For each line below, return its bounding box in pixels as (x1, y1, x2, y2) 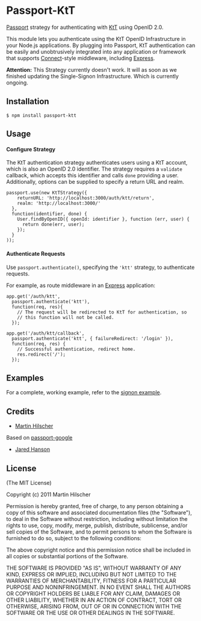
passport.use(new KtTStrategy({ (6, 190, 87, 196)
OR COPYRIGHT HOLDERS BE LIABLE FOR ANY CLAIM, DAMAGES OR (6, 590, 181, 597)
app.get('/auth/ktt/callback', (6, 330, 85, 336)
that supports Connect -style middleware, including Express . (6, 54, 155, 61)
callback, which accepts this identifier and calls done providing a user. (6, 172, 179, 179)
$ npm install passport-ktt (6, 112, 77, 118)
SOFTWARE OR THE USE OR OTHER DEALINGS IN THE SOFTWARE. (6, 609, 175, 616)
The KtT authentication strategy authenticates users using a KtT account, (6, 159, 188, 166)
